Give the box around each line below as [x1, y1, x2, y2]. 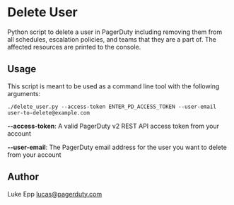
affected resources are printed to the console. [7, 42, 141, 51]
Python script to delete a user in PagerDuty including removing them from [7, 28, 223, 36]
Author [7, 171, 39, 183]
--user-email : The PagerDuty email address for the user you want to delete [7, 143, 228, 151]
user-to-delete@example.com [7, 109, 90, 117]
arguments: [7, 89, 41, 98]
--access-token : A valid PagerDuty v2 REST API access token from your [7, 122, 219, 130]
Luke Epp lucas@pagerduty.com [7, 189, 103, 198]
